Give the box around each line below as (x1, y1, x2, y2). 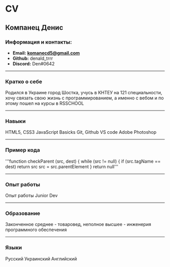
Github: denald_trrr (12, 55, 53, 61)
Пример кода (5, 146, 40, 154)
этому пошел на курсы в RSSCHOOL (5, 100, 84, 106)
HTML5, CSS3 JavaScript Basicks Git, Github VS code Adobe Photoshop (5, 129, 157, 135)
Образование (5, 210, 40, 217)
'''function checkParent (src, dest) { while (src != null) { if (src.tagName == (5, 158, 161, 164)
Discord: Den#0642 (12, 60, 55, 66)
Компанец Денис (5, 23, 63, 32)
